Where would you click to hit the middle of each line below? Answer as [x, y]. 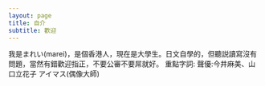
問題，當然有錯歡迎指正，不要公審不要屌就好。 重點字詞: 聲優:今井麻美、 [128, 64]
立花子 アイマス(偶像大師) [57, 74]
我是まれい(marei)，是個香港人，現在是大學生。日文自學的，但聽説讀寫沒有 [132, 54]
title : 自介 [27, 23]
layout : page [30, 16]
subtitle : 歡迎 [33, 30]
